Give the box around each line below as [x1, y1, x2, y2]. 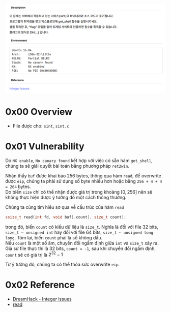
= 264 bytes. [5, 183, 32, 190]
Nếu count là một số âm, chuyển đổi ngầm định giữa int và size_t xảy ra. [5, 240, 159, 246]
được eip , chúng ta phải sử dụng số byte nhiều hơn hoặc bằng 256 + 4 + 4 [5, 178, 162, 184]
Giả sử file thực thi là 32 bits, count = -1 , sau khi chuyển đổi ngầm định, [5, 245, 156, 252]
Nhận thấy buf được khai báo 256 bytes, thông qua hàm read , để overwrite [5, 172, 162, 179]
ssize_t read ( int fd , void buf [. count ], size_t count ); [5, 214, 126, 220]
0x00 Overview [5, 106, 73, 118]
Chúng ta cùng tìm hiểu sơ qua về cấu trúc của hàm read [5, 204, 124, 210]
